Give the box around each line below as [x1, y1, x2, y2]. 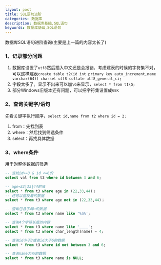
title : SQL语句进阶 [5, 12, 42, 17]
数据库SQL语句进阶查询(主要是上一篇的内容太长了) [5, 40, 106, 45]
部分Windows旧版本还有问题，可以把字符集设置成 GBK [12, 88, 119, 93]
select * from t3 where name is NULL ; [5, 256, 84, 261]
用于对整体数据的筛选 [5, 161, 48, 167]
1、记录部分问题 [5, 53, 42, 60]
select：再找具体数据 [12, 135, 55, 141]
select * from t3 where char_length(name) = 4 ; [5, 229, 104, 234]
